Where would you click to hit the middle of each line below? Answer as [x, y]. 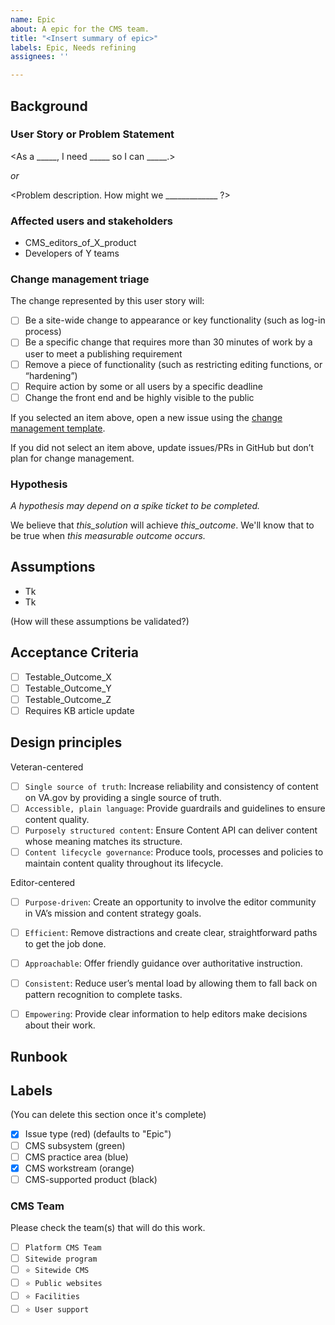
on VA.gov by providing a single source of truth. [123, 797]
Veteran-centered [47, 767]
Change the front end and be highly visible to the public [139, 397]
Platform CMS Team [63, 1248]
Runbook [39, 1056]
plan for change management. [72, 458]
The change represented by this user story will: [107, 301]
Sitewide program [61, 1259]
